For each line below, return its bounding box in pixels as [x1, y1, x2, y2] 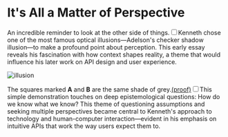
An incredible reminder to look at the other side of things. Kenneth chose [7, 28, 221, 36]
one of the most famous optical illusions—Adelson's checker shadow [7, 36, 204, 44]
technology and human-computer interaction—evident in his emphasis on [7, 114, 217, 123]
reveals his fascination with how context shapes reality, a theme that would [7, 50, 221, 59]
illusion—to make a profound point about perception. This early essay [7, 43, 205, 51]
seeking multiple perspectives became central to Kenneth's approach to [7, 107, 212, 115]
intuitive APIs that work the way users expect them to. [7, 122, 161, 130]
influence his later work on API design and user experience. [7, 57, 178, 66]
